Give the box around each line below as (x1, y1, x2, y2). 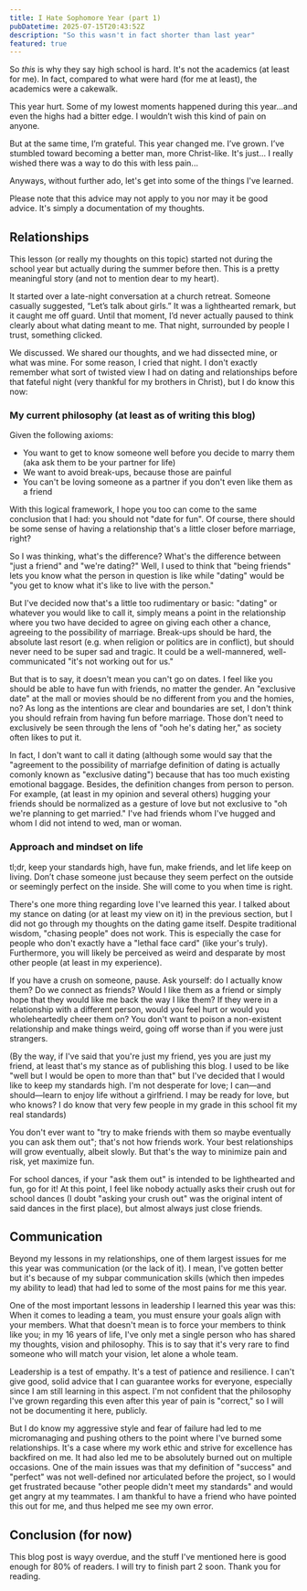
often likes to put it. (9, 732, 82, 743)
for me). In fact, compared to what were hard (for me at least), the (9, 74, 258, 85)
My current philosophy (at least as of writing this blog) (9, 409, 256, 422)
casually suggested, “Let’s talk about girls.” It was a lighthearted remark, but (9, 301, 297, 312)
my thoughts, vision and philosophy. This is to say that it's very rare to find (9, 1339, 290, 1350)
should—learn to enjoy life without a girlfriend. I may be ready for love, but (9, 1089, 290, 1100)
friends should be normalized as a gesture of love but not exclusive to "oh (9, 798, 288, 809)
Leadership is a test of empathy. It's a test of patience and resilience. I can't (9, 1366, 295, 1377)
